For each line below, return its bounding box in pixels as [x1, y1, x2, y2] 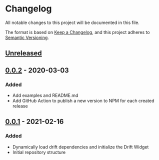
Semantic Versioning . [5, 34, 49, 40]
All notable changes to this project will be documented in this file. [5, 19, 140, 25]
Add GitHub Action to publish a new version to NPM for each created [12, 98, 154, 104]
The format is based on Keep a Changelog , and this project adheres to [5, 29, 150, 35]
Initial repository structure [12, 149, 66, 155]
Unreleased [5, 49, 42, 57]
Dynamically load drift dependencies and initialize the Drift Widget [12, 143, 149, 150]
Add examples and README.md [12, 92, 78, 98]
